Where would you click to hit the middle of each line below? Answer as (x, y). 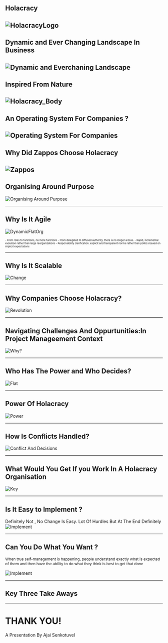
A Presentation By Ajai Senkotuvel (40, 635)
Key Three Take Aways (41, 594)
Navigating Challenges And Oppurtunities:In (76, 331)
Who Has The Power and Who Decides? (68, 371)
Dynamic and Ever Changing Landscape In (72, 42)
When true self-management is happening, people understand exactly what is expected (83, 559)
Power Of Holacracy (37, 404)
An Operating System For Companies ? (67, 118)
